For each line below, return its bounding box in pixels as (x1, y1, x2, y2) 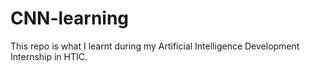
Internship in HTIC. (10, 50, 88, 62)
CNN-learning (10, 7, 130, 30)
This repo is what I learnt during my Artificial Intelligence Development (10, 40, 300, 52)
